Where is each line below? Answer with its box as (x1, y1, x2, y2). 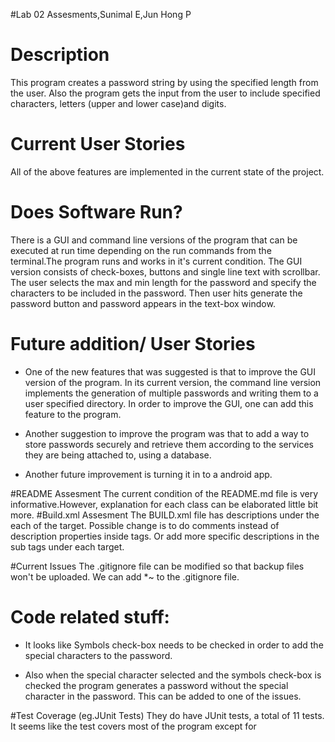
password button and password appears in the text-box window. (10, 297, 276, 309)
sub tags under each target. (10, 540, 125, 553)
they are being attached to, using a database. (24, 449, 212, 461)
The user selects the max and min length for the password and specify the (10, 276, 317, 288)
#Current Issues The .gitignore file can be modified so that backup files (10, 560, 305, 572)
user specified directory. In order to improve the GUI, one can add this (24, 397, 314, 409)
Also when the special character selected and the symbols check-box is (24, 669, 322, 681)
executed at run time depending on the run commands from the (10, 244, 272, 256)
